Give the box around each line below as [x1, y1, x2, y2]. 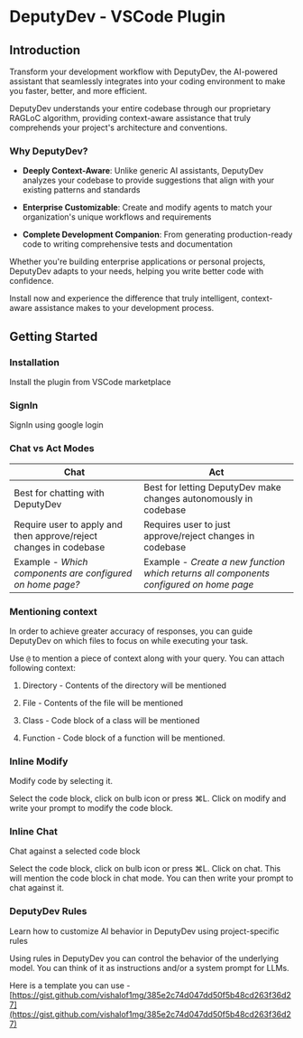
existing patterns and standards [22, 184, 141, 195]
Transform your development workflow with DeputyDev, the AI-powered [9, 66, 278, 77]
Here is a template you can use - [9, 979, 131, 991]
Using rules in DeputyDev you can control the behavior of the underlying [9, 952, 280, 964]
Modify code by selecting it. [9, 776, 114, 787]
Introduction [9, 42, 81, 58]
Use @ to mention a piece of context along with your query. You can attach [9, 653, 285, 664]
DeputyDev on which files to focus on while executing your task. [9, 635, 249, 646]
